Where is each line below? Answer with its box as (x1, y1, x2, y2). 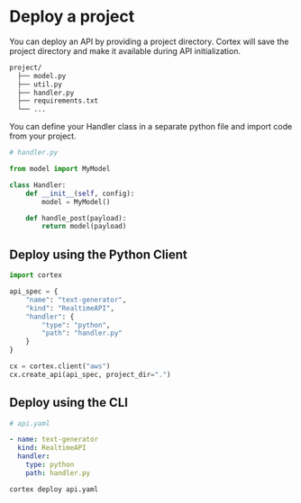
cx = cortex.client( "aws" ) (9, 362, 111, 371)
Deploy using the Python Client (9, 247, 187, 262)
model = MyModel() (41, 197, 111, 206)
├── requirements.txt (17, 96, 99, 105)
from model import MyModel (9, 165, 111, 174)
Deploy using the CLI (9, 395, 129, 410)
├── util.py (17, 79, 63, 89)
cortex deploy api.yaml (9, 484, 99, 494)
